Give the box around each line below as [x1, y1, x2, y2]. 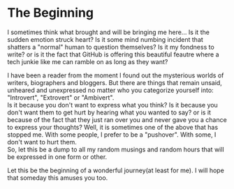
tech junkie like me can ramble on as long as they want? [7, 57, 168, 66]
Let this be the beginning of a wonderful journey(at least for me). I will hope [7, 166, 225, 174]
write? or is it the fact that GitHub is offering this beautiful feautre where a [7, 50, 219, 59]
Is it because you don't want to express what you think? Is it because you [7, 100, 218, 109]
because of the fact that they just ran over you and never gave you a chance [7, 115, 227, 123]
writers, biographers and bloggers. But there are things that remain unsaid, [7, 78, 222, 86]
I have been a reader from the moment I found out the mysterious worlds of [7, 71, 224, 80]
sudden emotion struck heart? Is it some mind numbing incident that [7, 35, 204, 43]
